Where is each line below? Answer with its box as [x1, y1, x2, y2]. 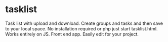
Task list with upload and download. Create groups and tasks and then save [5, 20, 163, 26]
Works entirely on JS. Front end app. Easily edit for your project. [5, 31, 139, 37]
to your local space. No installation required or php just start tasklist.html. [5, 25, 158, 31]
